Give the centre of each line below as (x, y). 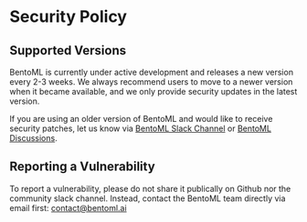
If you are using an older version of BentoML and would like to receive (141, 119)
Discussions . (33, 138)
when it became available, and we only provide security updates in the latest (153, 91)
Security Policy (69, 17)
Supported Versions (68, 50)
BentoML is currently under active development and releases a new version (152, 72)
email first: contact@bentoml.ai (68, 207)
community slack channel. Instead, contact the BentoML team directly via (148, 198)
